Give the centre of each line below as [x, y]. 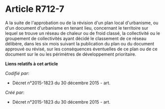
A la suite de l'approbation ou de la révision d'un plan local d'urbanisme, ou [82, 23]
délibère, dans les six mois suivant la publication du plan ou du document [80, 43]
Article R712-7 [35, 9]
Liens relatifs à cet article [32, 64]
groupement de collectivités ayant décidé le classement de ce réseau [76, 38]
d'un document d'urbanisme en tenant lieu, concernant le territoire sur [77, 28]
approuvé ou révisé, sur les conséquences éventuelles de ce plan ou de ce [81, 49]
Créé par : [15, 92]
